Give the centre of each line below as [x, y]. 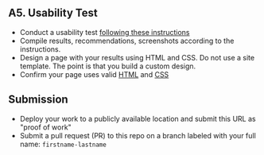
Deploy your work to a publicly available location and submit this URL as [138, 118]
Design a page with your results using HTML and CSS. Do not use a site [137, 57]
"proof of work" [45, 127]
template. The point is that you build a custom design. [108, 66]
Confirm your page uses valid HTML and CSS [94, 74]
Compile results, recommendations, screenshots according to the [127, 41]
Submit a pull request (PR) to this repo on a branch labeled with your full [138, 135]
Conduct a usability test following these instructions [105, 32]
